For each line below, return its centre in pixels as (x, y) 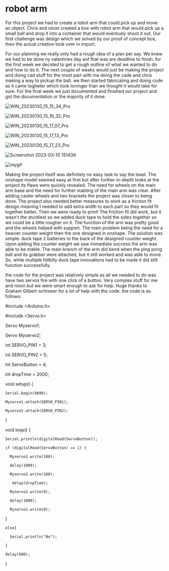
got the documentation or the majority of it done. (56, 97)
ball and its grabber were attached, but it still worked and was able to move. (84, 254)
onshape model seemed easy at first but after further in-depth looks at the (82, 179)
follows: (13, 296)
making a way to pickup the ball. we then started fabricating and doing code (84, 80)
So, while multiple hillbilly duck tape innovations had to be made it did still (81, 260)
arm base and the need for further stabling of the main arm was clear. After (83, 190)
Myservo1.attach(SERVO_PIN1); (37, 402)
